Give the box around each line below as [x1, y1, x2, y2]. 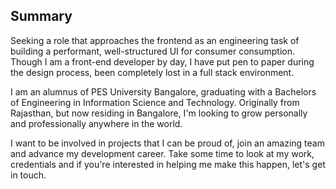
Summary [10, 8, 73, 25]
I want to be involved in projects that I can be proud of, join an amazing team [10, 137, 325, 149]
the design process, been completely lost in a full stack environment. [10, 66, 295, 78]
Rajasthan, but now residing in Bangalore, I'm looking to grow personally [10, 107, 308, 119]
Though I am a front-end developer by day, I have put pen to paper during [10, 55, 315, 68]
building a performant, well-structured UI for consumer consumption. [10, 45, 295, 57]
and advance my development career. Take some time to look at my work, [10, 147, 315, 159]
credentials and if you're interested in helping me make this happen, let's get [10, 158, 326, 170]
